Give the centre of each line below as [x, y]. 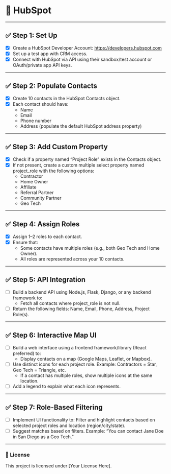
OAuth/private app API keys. [42, 65]
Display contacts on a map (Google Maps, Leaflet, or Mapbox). [86, 359]
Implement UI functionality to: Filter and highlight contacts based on [84, 420]
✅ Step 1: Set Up [31, 35]
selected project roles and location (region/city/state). [69, 425]
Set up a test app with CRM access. [50, 54]
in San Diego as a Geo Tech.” [43, 437]
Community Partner [41, 198]
